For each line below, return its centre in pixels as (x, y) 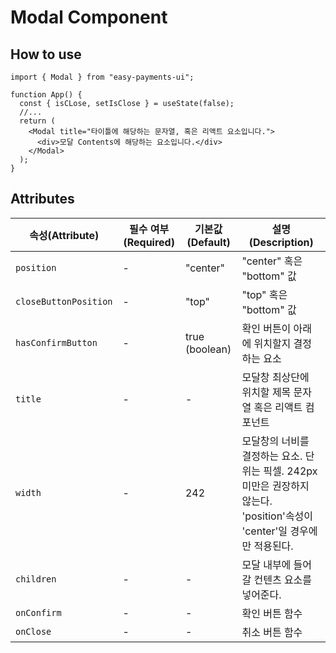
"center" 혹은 (272, 261)
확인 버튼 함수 (272, 613)
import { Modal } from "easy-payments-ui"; (102, 77)
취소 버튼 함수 (272, 632)
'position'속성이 (277, 516)
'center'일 (264, 531)
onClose (33, 631)
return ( (37, 121)
